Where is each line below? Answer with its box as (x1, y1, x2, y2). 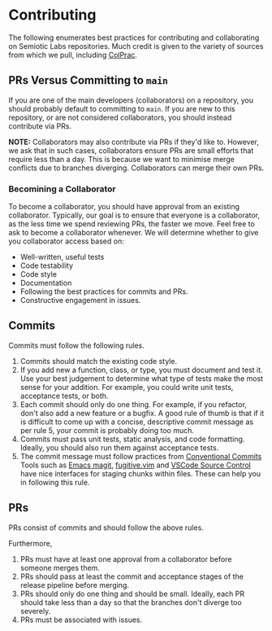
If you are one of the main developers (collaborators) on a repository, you (8, 95, 254, 105)
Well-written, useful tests (19, 252, 105, 262)
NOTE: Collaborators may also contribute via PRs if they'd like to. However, (8, 137, 260, 147)
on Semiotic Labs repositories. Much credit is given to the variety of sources (8, 41, 264, 50)
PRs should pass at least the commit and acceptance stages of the (19, 572, 244, 581)
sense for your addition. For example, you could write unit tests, (19, 382, 234, 392)
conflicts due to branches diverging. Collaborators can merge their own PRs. (8, 163, 265, 173)
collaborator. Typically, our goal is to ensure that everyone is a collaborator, (8, 210, 260, 221)
